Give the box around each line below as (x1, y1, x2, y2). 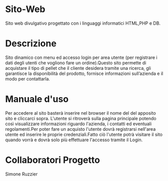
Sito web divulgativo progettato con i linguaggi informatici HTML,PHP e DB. (5, 20, 161, 26)
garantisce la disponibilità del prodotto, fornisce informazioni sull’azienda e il (5, 70, 163, 76)
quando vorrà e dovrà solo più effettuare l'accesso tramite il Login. (5, 137, 143, 143)
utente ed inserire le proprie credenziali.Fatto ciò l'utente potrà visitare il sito (5, 131, 163, 137)
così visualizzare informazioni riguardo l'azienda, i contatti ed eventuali (5, 121, 152, 127)
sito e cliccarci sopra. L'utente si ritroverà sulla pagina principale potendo (5, 115, 156, 121)
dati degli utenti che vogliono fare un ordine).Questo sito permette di (5, 59, 146, 66)
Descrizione (5, 38, 57, 49)
